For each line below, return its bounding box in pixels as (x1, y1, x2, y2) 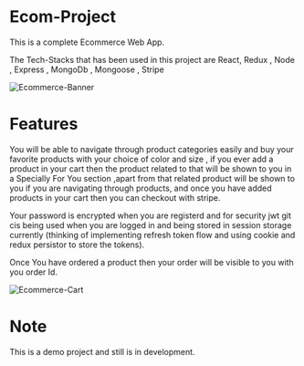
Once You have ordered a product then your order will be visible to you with (9, 256, 294, 267)
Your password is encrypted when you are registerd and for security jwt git (9, 210, 292, 221)
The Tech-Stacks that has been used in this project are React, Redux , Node (9, 54, 295, 65)
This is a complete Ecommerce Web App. (9, 37, 165, 47)
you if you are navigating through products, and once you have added (9, 183, 272, 193)
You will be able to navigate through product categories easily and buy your (9, 143, 294, 154)
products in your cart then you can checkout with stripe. (9, 192, 221, 203)
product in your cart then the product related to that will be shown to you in (9, 162, 292, 174)
